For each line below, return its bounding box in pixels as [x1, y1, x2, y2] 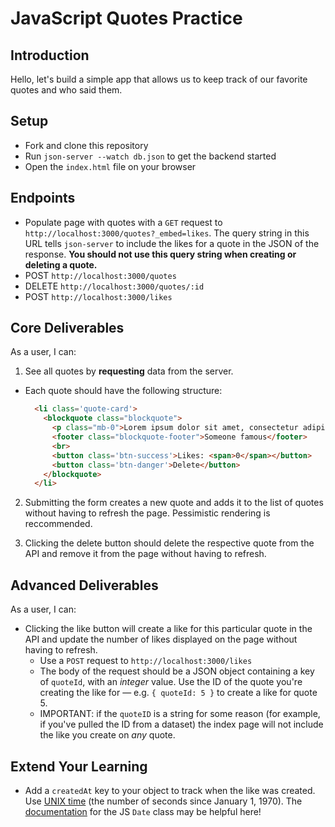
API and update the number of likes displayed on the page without [24, 633, 298, 646]
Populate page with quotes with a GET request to [24, 216, 223, 228]
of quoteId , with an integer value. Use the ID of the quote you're [39, 676, 303, 688]
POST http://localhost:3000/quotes [24, 269, 177, 281]
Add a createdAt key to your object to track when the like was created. [24, 784, 316, 796]
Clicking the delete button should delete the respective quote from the [24, 537, 315, 549]
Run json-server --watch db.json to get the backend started [24, 150, 277, 162]
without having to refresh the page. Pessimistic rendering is [24, 507, 271, 519]
